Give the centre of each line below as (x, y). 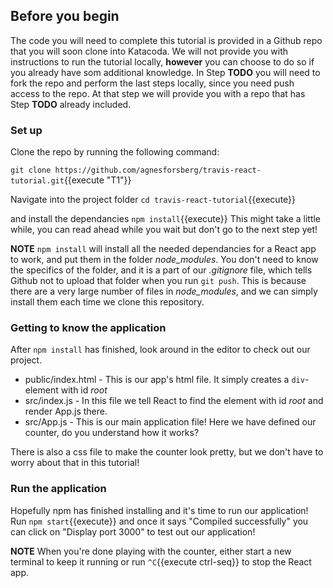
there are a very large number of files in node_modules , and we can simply (164, 291)
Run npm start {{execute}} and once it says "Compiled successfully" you (159, 521)
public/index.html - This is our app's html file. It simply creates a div (164, 380)
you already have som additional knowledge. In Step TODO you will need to (165, 72)
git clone (31, 170)
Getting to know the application (88, 328)
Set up (26, 130)
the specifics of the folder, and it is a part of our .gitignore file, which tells (161, 270)
